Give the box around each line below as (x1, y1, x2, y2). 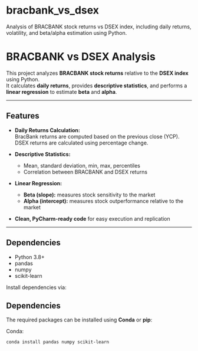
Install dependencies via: (6, 284, 67, 291)
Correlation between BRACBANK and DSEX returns (23, 168, 148, 175)
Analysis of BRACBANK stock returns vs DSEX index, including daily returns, (6, 23, 192, 30)
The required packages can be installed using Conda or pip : (6, 316, 153, 323)
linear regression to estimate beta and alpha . (6, 88, 117, 95)
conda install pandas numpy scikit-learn (6, 339, 110, 345)
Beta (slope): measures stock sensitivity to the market (23, 191, 156, 198)
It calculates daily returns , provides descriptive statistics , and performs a (6, 82, 187, 89)
